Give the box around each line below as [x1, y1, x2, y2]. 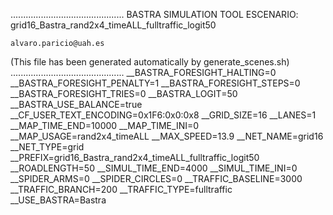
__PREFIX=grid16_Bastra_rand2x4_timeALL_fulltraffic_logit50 [10, 152, 260, 163]
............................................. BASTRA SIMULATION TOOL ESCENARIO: [10, 9, 299, 20]
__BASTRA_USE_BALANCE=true [10, 99, 143, 110]
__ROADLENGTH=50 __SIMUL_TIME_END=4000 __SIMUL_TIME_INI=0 [10, 162, 298, 174]
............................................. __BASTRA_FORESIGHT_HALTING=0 [10, 67, 277, 78]
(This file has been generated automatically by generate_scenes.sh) [10, 56, 290, 68]
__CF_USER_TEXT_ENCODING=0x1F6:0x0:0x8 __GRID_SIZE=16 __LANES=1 [10, 109, 317, 121]
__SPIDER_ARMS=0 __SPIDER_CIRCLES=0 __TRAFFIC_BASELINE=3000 [10, 173, 303, 184]
